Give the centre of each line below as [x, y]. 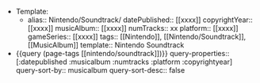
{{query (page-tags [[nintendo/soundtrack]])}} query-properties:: [122, 53]
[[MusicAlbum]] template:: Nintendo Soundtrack [106, 45]
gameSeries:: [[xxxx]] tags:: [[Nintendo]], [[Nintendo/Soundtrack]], [137, 36]
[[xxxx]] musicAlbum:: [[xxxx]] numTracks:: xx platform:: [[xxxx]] [133, 28]
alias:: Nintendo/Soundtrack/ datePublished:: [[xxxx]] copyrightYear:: [140, 20]
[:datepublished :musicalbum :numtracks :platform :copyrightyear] [124, 62]
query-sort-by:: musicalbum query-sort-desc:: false [100, 70]
